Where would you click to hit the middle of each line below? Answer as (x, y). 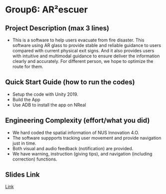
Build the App (26, 99)
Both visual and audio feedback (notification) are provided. (73, 148)
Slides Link (22, 175)
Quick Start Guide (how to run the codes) (70, 82)
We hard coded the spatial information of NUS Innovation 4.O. (76, 132)
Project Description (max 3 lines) (57, 28)
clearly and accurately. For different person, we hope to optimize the (83, 61)
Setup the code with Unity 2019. (45, 94)
